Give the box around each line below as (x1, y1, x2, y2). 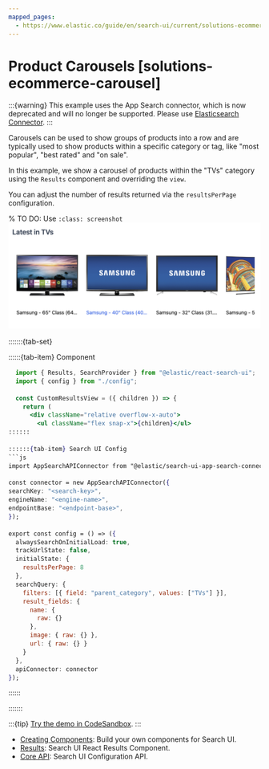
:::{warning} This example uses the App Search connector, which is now (8, 100, 247, 110)
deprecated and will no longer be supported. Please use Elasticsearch (8, 109, 239, 119)
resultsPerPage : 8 (22, 564, 84, 572)
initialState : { (15, 555, 70, 564)
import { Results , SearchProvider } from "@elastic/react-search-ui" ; (15, 369, 256, 377)
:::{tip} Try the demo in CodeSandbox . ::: (8, 719, 142, 729)
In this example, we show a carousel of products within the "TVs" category (8, 165, 255, 176)
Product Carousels (8, 57, 135, 75)
